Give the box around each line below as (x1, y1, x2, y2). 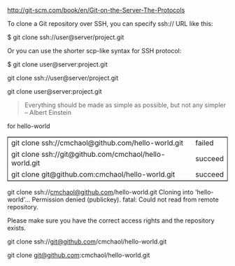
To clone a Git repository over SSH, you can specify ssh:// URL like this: (7, 20, 213, 27)
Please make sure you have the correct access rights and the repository (7, 216, 215, 225)
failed (195, 138, 214, 148)
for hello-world (7, 122, 50, 130)
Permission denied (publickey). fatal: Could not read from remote (31, 195, 219, 204)
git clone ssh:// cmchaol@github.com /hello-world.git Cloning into (7, 188, 194, 196)
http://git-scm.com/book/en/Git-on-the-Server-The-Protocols (7, 6, 185, 14)
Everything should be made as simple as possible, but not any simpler (24, 101, 226, 109)
